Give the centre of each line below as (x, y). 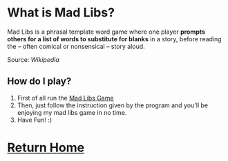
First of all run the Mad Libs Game (65, 98)
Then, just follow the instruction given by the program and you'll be (113, 105)
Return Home (46, 148)
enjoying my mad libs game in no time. (72, 112)
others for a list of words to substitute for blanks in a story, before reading (115, 39)
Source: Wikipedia (34, 59)
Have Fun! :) (34, 120)
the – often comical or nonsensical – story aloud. (76, 46)
